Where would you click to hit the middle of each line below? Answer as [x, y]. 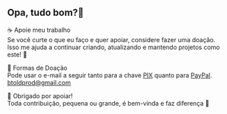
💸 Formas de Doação [37, 68]
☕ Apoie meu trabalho [39, 30]
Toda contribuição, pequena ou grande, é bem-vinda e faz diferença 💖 [108, 103]
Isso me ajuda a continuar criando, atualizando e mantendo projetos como [114, 47]
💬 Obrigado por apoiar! [40, 96]
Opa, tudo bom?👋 [46, 13]
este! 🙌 [17, 54]
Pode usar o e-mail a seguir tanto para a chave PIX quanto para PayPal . [110, 75]
